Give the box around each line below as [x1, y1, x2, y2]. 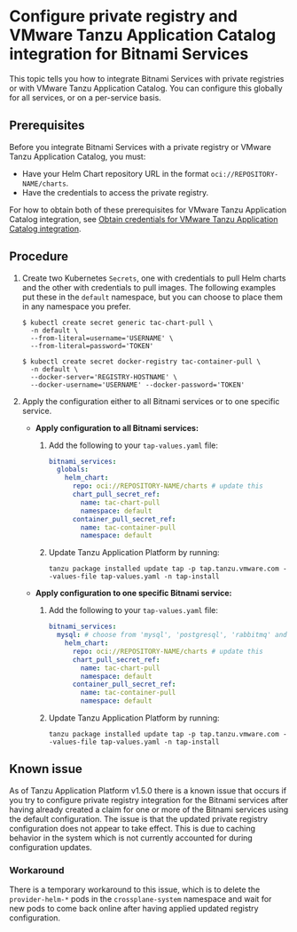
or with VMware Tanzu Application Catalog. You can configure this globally [9, 83, 283, 93]
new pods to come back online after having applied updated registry [9, 904, 259, 914]
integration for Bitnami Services [9, 44, 249, 64]
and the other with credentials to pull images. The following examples [21, 282, 277, 292]
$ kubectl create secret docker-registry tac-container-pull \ [21, 357, 262, 366]
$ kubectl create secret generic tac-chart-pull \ [21, 318, 214, 327]
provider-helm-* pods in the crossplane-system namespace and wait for [9, 894, 272, 904]
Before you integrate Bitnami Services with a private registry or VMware [9, 141, 272, 152]
